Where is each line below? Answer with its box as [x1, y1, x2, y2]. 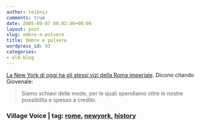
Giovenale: [6, 78, 34, 85]
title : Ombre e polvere [6, 37, 67, 43]
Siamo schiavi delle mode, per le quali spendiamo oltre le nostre [21, 89, 183, 97]
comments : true [6, 15, 45, 21]
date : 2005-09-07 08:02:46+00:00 [6, 20, 92, 26]
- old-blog [6, 54, 34, 61]
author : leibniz [6, 9, 48, 15]
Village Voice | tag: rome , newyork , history [6, 111, 136, 120]
